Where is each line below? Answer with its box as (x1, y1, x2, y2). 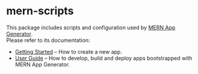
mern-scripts (6, 4, 74, 18)
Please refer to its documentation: (6, 36, 90, 44)
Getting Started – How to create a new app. (14, 48, 122, 55)
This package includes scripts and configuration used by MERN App (6, 24, 176, 31)
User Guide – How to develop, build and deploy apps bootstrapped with (14, 54, 193, 61)
